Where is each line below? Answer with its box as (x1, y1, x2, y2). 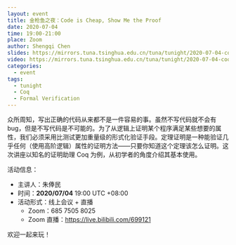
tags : (7, 75, 23, 83)
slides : (7, 50, 30, 57)
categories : (7, 62, 42, 69)
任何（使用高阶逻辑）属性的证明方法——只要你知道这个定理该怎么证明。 (13, 142, 223, 150)
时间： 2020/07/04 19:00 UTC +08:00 (17, 189, 129, 197)
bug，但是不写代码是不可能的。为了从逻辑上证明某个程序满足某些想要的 (7, 124, 216, 132)
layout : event (7, 10, 49, 18)
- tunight (13, 82, 42, 89)
